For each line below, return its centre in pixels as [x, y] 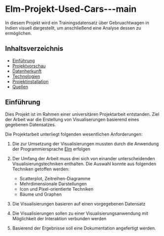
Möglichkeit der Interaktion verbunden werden [59, 218]
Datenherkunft [27, 71]
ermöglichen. [18, 33]
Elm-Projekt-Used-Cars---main [71, 9]
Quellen [20, 87]
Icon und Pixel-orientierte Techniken [56, 189]
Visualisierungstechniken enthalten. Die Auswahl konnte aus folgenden [84, 164]
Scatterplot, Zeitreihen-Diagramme [55, 178]
